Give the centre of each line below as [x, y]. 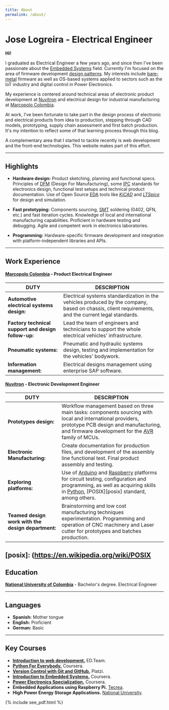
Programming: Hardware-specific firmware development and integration [88, 235]
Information [22, 364]
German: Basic [28, 628]
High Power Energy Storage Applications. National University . [77, 692]
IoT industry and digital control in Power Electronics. [59, 85]
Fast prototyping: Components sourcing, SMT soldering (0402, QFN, [84, 210]
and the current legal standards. [101, 314]
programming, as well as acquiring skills [109, 485]
